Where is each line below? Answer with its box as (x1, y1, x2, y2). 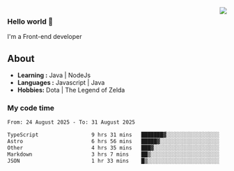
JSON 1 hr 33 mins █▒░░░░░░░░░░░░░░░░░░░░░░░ (7, 157, 219, 164)
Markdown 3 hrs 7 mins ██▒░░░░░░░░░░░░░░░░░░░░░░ (7, 151, 219, 158)
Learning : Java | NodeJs (17, 71, 91, 79)
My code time (7, 104, 54, 113)
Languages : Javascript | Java (17, 79, 105, 87)
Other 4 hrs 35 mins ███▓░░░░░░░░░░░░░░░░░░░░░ (7, 145, 219, 152)
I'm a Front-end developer (7, 33, 82, 41)
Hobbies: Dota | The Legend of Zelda (17, 86, 125, 95)
